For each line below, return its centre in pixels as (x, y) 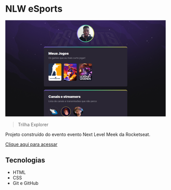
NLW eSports (34, 9)
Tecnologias (25, 160)
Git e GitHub (25, 183)
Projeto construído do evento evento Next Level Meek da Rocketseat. (78, 134)
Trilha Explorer (33, 124)
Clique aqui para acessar (31, 144)
